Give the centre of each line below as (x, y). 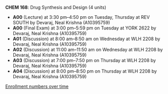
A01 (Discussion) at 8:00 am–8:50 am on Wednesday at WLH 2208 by (86, 39)
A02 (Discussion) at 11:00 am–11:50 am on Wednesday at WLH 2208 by (88, 50)
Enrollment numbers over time (37, 86)
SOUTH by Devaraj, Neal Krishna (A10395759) (61, 23)
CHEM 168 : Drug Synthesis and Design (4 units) (56, 7)
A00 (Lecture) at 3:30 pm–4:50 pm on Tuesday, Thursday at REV (81, 17)
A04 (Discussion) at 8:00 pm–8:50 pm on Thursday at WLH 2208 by (85, 71)
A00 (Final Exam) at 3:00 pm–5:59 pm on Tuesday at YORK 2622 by (85, 28)
